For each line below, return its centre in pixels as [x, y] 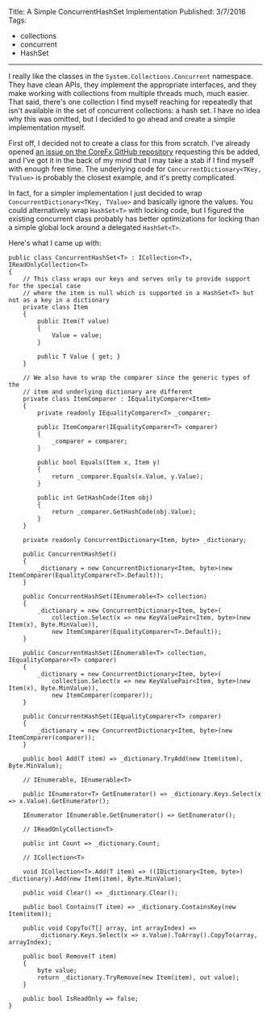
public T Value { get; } [79, 356]
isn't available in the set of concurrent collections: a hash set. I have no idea [134, 110]
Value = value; [77, 336]
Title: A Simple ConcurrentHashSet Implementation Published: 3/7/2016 [127, 12]
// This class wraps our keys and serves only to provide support [137, 279]
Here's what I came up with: [55, 243]
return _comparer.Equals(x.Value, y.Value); [127, 477]
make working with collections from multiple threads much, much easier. [129, 93]
